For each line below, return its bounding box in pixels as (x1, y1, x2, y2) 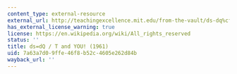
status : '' (7, 37, 39, 44)
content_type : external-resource (7, 10, 106, 18)
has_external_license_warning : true (7, 23, 115, 30)
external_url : (7, 17, 49, 24)
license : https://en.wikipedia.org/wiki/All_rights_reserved (7, 30, 191, 37)
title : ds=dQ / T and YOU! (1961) (7, 43, 109, 50)
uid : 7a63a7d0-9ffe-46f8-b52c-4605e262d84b (7, 50, 138, 57)
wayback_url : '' (7, 56, 55, 63)
